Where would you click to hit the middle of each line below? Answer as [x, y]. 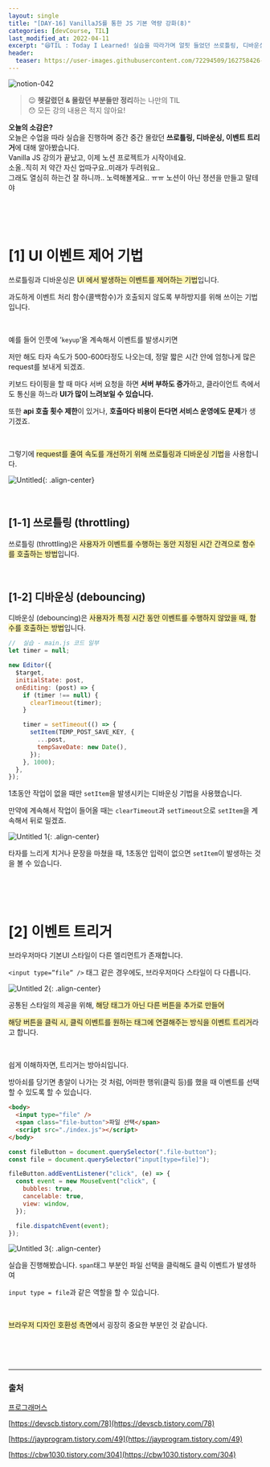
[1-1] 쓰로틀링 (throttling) [69, 523]
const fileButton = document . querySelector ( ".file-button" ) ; [113, 1152]
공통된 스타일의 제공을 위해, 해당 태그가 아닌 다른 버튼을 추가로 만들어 [117, 1005]
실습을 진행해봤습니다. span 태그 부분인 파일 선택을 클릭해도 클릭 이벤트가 [122, 1265]
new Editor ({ [30, 666]
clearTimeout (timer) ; [66, 703]
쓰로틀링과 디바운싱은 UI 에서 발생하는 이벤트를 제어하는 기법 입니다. [114, 279]
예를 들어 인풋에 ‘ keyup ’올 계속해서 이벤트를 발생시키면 [93, 340]
